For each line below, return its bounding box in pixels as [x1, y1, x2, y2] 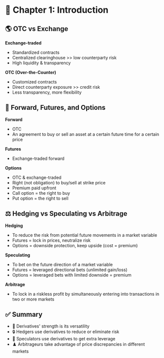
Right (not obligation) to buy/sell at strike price [12, 179, 106, 185]
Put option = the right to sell [12, 195, 69, 201]
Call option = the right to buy [12, 190, 70, 196]
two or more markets [12, 296, 55, 302]
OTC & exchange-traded [12, 174, 62, 180]
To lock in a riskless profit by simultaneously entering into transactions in [12, 291, 160, 297]
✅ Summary [5, 310, 43, 319]
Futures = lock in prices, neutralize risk [12, 237, 91, 243]
